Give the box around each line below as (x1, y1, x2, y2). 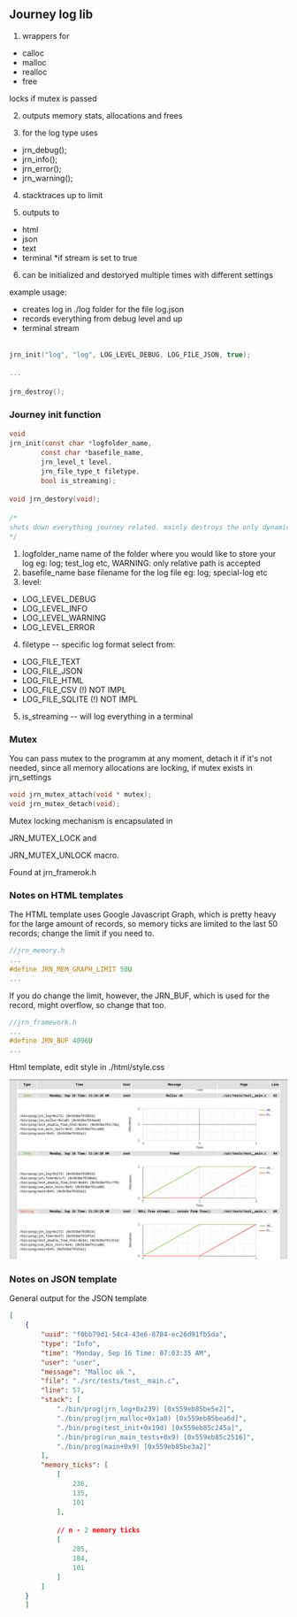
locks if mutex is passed (9, 93, 97, 104)
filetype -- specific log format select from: (21, 639, 176, 650)
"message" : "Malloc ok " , (41, 1367, 137, 1376)
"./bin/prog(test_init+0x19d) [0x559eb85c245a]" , (56, 1423, 243, 1432)
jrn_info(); (21, 154, 58, 165)
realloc (21, 66, 48, 77)
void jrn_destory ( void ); (9, 495, 101, 504)
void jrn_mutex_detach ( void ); (9, 800, 121, 809)
